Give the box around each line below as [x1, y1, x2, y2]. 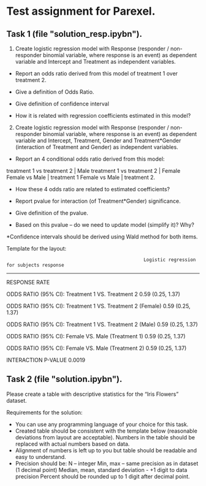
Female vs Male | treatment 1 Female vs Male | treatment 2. [6, 173, 155, 181]
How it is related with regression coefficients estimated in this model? [15, 112, 191, 119]
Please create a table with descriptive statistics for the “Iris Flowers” [6, 390, 179, 398]
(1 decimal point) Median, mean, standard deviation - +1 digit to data [15, 466, 188, 473]
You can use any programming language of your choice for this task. [15, 420, 189, 428]
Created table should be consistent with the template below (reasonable [15, 427, 197, 435]
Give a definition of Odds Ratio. [15, 88, 94, 96]
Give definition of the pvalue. [15, 210, 89, 216]
